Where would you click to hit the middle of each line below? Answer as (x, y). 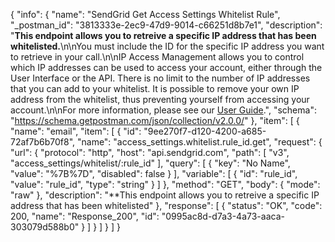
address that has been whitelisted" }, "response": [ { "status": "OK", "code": (166, 205)
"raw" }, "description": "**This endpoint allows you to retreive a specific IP (165, 195)
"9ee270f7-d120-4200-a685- (205, 131)
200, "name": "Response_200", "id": (85, 216)
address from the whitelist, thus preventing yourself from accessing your (160, 99)
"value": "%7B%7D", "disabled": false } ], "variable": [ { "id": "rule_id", (154, 173)
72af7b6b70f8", (43, 142)
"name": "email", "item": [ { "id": (76, 131)
